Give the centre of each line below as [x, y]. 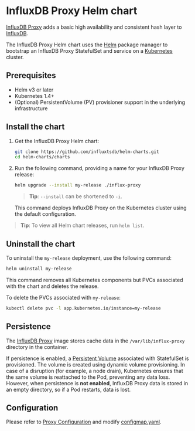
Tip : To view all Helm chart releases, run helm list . [82, 225]
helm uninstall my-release [39, 269]
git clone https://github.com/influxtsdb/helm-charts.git [87, 152]
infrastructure [31, 108]
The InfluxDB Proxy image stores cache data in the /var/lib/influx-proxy [95, 341]
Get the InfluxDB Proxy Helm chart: [57, 141]
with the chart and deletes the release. [52, 286]
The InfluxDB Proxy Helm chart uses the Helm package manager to [87, 45]
